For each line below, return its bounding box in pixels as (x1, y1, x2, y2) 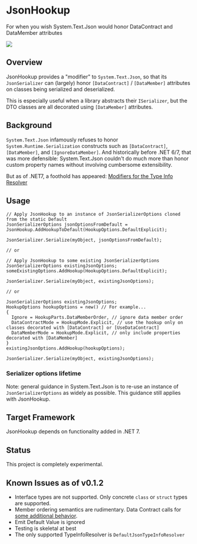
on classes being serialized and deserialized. (6, 85, 115, 93)
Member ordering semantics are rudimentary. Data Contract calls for (14, 506, 182, 513)
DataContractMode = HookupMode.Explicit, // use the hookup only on (11, 319, 183, 326)
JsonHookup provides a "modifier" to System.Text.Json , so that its (6, 73, 167, 80)
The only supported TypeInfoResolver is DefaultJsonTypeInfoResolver (14, 531, 185, 538)
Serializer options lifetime (6, 370, 81, 378)
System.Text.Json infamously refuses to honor (6, 136, 119, 143)
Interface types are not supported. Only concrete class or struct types (14, 493, 188, 501)
